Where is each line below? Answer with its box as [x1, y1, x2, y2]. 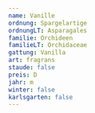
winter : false [8, 85, 56, 94]
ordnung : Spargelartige [8, 19, 88, 27]
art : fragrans [8, 56, 56, 64]
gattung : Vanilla [8, 49, 66, 56]
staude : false [8, 64, 56, 72]
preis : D [8, 71, 38, 79]
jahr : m [8, 78, 34, 86]
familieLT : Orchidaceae [8, 41, 88, 49]
